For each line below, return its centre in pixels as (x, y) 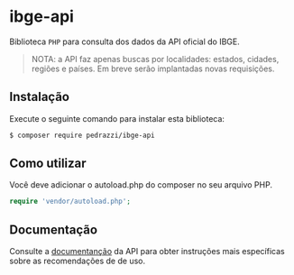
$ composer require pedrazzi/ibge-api (82, 135)
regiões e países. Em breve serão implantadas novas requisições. (153, 69)
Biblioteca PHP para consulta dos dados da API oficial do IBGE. (125, 41)
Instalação (40, 97)
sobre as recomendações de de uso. (78, 261)
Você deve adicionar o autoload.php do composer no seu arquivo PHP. (141, 185)
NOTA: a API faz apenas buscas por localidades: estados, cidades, (155, 59)
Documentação (53, 229)
